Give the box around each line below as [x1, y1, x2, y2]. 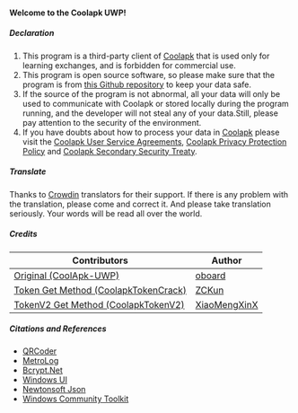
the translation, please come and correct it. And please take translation [9, 198, 272, 209]
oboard [195, 269, 226, 282]
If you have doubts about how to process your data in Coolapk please [22, 127, 280, 137]
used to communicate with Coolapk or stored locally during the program [22, 98, 289, 109]
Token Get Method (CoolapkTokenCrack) [13, 284, 187, 296]
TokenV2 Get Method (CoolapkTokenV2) [13, 298, 186, 311]
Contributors [72, 254, 128, 267]
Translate [9, 166, 47, 177]
